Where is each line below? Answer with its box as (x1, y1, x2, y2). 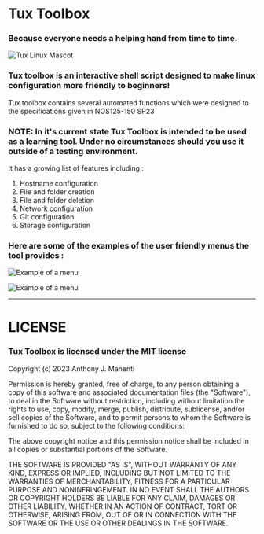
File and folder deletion (19, 196, 95, 205)
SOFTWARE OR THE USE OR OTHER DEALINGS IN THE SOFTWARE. (8, 518, 229, 528)
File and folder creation (19, 187, 95, 197)
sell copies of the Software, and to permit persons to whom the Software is (8, 412, 251, 422)
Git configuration (19, 212, 75, 222)
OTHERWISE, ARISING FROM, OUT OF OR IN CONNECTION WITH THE (8, 510, 237, 519)
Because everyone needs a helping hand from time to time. (8, 33, 238, 44)
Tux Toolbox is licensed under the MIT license (8, 346, 187, 357)
